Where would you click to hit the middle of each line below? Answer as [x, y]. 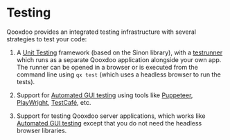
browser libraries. [42, 130]
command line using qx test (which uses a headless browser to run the [118, 74]
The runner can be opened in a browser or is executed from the [107, 67]
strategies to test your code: [47, 39]
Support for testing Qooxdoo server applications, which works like [111, 116]
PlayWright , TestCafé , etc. [54, 102]
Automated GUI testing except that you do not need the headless [109, 123]
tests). [26, 81]
